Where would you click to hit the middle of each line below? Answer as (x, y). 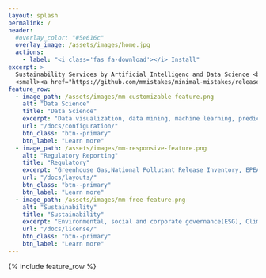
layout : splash (33, 15)
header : (21, 30)
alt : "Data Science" (56, 104)
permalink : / (30, 23)
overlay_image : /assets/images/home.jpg (83, 45)
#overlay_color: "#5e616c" (60, 38)
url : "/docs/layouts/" (60, 178)
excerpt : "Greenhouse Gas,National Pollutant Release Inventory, (133, 170)
